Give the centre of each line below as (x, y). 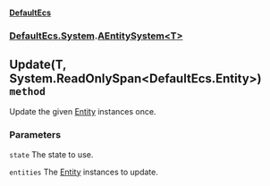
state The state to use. (51, 154)
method (28, 91)
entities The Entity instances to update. (84, 172)
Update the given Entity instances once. (83, 112)
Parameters (35, 135)
